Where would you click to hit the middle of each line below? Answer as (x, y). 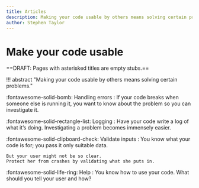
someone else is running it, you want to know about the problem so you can (99, 103)
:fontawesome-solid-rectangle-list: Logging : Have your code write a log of (98, 121)
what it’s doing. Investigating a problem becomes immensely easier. (89, 128)
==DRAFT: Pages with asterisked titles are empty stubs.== (78, 68)
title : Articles (26, 12)
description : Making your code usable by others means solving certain (96, 17)
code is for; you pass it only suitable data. (57, 145)
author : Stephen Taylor (36, 22)
